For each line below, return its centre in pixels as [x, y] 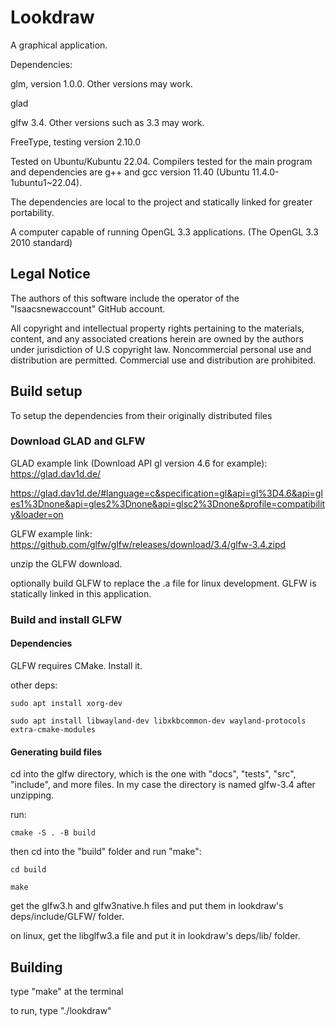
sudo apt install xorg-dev [66, 703]
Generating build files [56, 752]
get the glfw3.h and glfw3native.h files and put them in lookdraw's [147, 906]
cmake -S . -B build [53, 833]
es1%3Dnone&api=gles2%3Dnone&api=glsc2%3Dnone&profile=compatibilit [168, 503]
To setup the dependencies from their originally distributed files [141, 415]
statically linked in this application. [81, 593]
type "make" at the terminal [67, 991]
